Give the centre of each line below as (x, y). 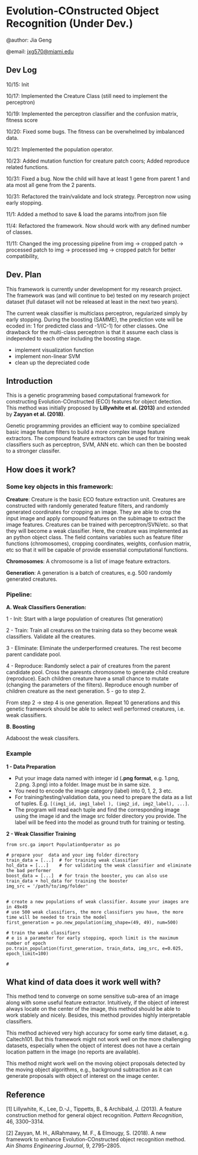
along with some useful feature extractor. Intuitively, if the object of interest (98, 1003)
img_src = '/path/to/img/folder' (47, 886)
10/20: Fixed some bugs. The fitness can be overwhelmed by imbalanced (95, 131)
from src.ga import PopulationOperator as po (63, 844)
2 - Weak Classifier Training (41, 833)
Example (19, 753)
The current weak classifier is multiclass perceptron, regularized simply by (97, 313)
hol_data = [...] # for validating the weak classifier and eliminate (99, 865)
